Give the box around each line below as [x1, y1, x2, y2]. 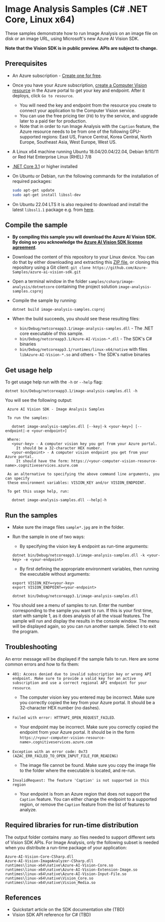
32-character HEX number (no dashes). [19, 705, 100, 711]
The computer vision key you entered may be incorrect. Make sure [19, 694, 155, 700]
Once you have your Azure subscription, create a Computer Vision [12, 82, 147, 88]
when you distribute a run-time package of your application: [5, 844, 127, 850]
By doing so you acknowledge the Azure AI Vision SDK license [12, 239, 143, 245]
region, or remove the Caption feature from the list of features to [19, 801, 150, 807]
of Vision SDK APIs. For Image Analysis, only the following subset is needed [5, 839, 159, 845]
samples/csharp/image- [88, 279, 135, 285]
